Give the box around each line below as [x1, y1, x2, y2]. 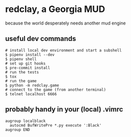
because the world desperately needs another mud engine [5, 20, 126, 26]
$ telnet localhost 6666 [5, 91, 57, 96]
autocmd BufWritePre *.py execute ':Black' [9, 122, 101, 128]
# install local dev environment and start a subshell [5, 47, 122, 53]
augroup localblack [5, 118, 46, 123]
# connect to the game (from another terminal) [5, 87, 106, 92]
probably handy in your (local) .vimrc [5, 105, 123, 113]
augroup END [5, 127, 30, 132]
